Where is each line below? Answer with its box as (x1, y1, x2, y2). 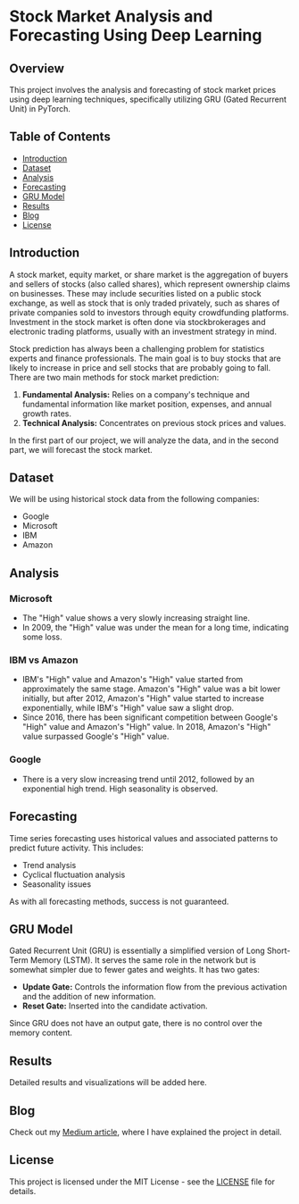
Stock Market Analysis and (9, 6, 213, 27)
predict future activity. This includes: (9, 842, 145, 853)
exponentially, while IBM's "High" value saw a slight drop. (21, 703, 235, 714)
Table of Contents (9, 130, 112, 145)
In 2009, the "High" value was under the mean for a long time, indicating (21, 623, 289, 633)
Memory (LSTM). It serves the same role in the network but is (29, 955, 256, 966)
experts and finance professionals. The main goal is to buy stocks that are (9, 353, 281, 364)
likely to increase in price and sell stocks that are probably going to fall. (9, 362, 271, 372)
